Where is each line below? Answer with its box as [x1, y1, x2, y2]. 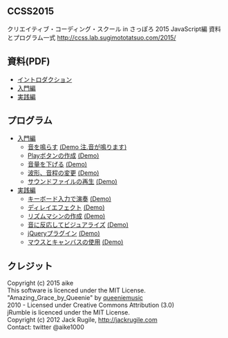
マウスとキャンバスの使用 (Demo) [27, 238, 124, 246]
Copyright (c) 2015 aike [7, 279, 74, 288]
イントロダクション [17, 75, 73, 84]
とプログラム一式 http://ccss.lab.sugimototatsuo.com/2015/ [7, 33, 176, 41]
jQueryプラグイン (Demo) [27, 229, 100, 238]
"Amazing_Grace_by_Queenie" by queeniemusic [7, 294, 144, 302]
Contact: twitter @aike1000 [7, 323, 85, 331]
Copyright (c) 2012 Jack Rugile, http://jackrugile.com [7, 316, 158, 324]
